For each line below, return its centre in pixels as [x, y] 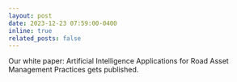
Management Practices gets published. [74, 70]
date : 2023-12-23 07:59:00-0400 [63, 23]
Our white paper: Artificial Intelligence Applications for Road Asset [118, 61]
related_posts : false [45, 38]
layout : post [30, 16]
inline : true [30, 31]
